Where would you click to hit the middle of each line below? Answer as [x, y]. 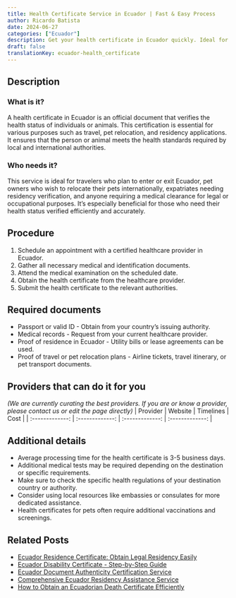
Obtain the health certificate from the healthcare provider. [101, 280]
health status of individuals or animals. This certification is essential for [110, 125]
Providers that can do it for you [76, 387]
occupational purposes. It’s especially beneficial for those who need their [114, 203]
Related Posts [38, 540]
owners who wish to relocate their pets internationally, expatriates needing [116, 189]
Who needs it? [32, 165]
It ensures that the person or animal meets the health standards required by [117, 140]
